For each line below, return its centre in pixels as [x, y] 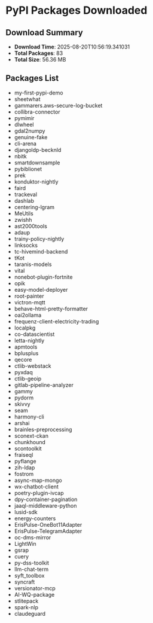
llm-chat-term [31, 569]
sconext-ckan [31, 436]
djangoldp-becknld [38, 149]
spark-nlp [26, 607]
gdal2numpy [30, 131]
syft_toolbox [29, 575]
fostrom [24, 474]
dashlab [24, 200]
